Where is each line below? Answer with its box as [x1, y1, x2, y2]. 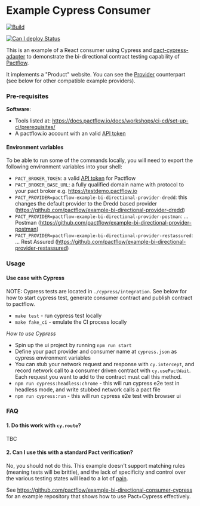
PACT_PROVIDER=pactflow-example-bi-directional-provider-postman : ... [14, 213, 189, 220]
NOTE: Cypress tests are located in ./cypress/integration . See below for [6, 287, 187, 295]
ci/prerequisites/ [14, 124, 56, 131]
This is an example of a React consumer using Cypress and [6, 46, 152, 54]
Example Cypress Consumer [6, 4, 151, 17]
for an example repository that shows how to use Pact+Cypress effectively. [6, 492, 191, 499]
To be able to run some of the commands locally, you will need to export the [6, 157, 193, 164]
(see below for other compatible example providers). [6, 77, 136, 84]
